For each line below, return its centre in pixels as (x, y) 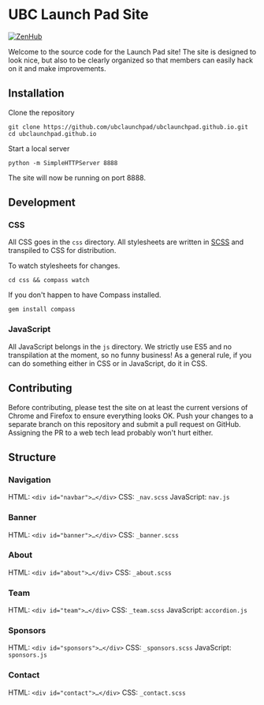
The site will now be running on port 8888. (77, 177)
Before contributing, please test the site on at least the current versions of (128, 407)
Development (42, 203)
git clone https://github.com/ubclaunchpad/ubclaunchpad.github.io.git (128, 127)
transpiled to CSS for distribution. (62, 251)
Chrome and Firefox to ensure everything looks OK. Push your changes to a (131, 416)
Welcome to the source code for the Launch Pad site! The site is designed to (132, 51)
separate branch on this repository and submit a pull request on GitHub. (125, 424)
